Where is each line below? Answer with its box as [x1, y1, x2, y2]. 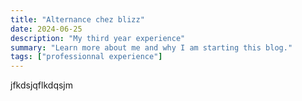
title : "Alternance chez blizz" [10, 14, 145, 25]
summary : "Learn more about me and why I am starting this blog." [10, 42, 293, 53]
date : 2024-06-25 [10, 24, 83, 34]
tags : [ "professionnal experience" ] [10, 52, 163, 62]
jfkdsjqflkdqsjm [10, 79, 73, 91]
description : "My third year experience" [10, 33, 186, 43]
